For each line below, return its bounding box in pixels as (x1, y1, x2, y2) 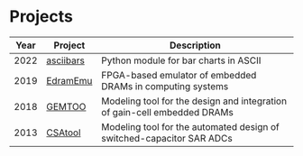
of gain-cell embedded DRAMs (101, 106, 234, 118)
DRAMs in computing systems (101, 79, 229, 92)
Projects (9, 6, 74, 27)
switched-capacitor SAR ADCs (101, 132, 233, 144)
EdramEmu (46, 74, 93, 87)
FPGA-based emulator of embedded (101, 69, 257, 81)
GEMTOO (46, 100, 87, 113)
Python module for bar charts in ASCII (101, 54, 262, 67)
